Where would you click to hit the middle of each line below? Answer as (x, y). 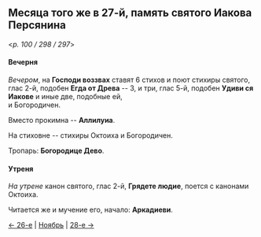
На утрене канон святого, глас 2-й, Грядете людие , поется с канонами (129, 186)
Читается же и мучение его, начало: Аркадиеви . (90, 210)
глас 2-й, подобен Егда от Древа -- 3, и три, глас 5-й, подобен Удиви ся (131, 88)
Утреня (21, 168)
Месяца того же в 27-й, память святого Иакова (130, 13)
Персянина (37, 26)
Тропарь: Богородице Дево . (56, 151)
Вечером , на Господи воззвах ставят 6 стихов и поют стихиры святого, (129, 80)
